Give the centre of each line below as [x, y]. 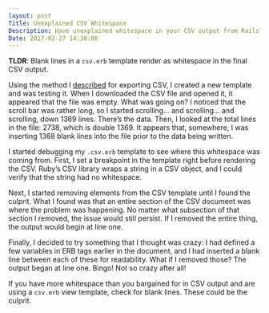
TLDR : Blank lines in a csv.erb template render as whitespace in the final [128, 61]
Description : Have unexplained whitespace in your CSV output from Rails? [136, 30]
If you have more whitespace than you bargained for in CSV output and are [132, 284]
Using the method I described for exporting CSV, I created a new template [130, 85]
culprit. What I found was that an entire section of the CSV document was [130, 201]
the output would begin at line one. [66, 227]
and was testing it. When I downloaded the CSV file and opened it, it [121, 94]
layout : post [30, 16]
